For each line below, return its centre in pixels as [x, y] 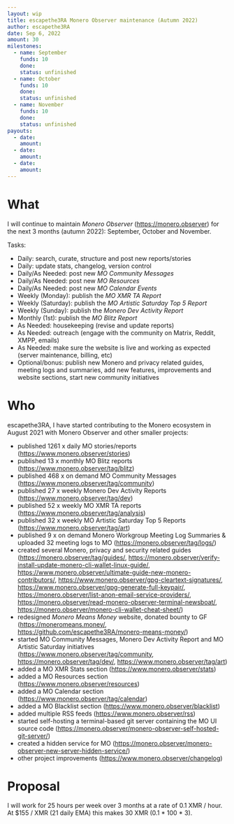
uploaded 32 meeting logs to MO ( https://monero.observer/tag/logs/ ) [117, 542]
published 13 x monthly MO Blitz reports [75, 461]
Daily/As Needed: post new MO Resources [78, 280]
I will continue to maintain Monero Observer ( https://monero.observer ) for [113, 224]
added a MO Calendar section [60, 691]
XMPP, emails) [38, 340]
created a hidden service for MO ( [66, 743]
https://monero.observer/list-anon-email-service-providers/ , [104, 595]
